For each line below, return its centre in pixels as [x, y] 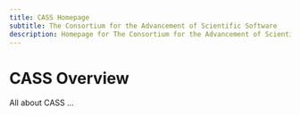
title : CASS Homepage [50, 17]
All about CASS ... [42, 103]
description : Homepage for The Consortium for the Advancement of [135, 34]
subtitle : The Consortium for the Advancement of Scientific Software [143, 26]
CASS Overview [69, 78]
